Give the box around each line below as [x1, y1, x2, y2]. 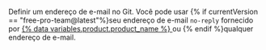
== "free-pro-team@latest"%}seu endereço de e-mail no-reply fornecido [8, 15, 254, 25]
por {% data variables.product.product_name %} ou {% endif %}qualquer [8, 24, 254, 33]
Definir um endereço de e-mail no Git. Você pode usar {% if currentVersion [8, 7, 259, 16]
